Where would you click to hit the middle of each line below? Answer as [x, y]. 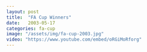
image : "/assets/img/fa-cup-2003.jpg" [55, 34]
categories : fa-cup [31, 28]
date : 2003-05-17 [31, 23]
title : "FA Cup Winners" [39, 17]
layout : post [23, 12]
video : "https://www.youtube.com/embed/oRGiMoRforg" [74, 39]
